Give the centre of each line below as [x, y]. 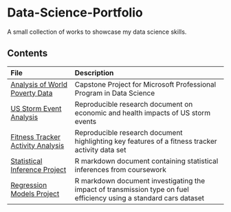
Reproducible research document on [134, 104]
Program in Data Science [115, 93]
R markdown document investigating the [140, 180]
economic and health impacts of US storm [143, 113]
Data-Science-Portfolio [75, 13]
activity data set [100, 149]
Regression [29, 185]
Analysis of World [39, 84]
